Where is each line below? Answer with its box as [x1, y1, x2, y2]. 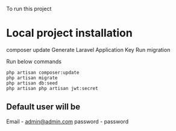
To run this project [6, 5, 52, 12]
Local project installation [6, 27, 133, 40]
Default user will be [6, 102, 81, 112]
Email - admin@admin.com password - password [6, 118, 128, 125]
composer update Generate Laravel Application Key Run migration [6, 46, 171, 53]
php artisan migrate [6, 75, 58, 81]
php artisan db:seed [6, 80, 58, 86]
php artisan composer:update [6, 69, 80, 75]
